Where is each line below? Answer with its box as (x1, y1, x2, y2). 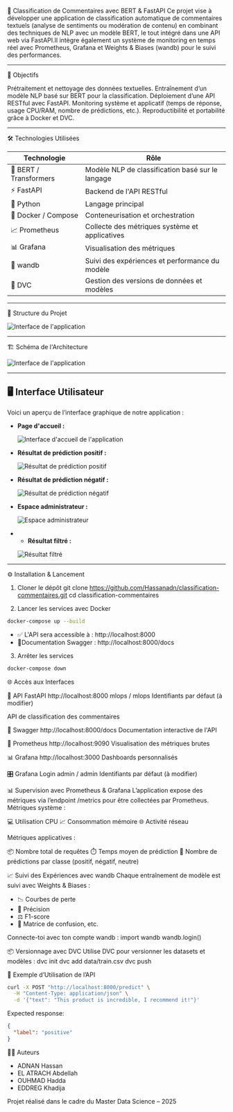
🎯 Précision (17, 904, 50, 913)
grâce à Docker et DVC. (7, 114, 75, 121)
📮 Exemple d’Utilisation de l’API (7, 970, 96, 979)
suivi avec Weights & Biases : (7, 881, 91, 889)
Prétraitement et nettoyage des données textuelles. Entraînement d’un (7, 84, 207, 92)
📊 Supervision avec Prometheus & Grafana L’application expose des (7, 786, 203, 794)
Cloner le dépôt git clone (17, 583, 88, 591)
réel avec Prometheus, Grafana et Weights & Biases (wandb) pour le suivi (7, 44, 216, 51)
